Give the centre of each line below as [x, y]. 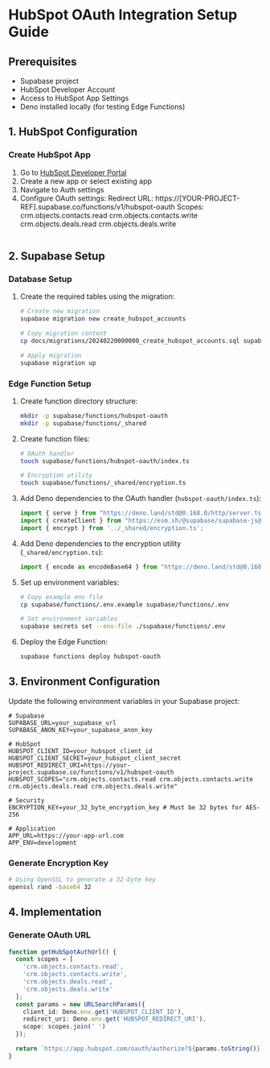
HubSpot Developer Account [67, 89]
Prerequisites [43, 62]
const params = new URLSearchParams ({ [81, 1004]
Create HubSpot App [49, 155]
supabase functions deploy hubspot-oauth [90, 657]
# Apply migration [51, 355]
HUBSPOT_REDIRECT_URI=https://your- [70, 765]
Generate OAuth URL [49, 935]
